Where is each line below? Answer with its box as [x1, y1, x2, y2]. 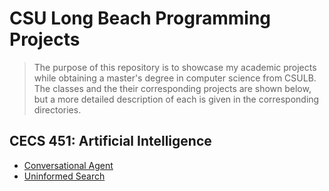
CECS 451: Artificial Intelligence [9, 133, 212, 150]
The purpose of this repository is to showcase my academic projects [33, 61, 317, 73]
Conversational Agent [23, 159, 114, 171]
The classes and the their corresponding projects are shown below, [33, 82, 312, 94]
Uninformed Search [23, 170, 106, 182]
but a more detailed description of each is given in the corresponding [33, 93, 320, 105]
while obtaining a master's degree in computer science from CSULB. [33, 72, 317, 84]
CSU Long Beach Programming [9, 7, 272, 30]
